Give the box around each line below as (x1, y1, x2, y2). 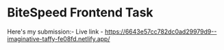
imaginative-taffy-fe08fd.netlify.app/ (7, 34, 110, 42)
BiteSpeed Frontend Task (7, 5, 153, 21)
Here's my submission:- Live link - (7, 27, 104, 36)
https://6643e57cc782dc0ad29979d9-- (105, 27, 217, 36)
